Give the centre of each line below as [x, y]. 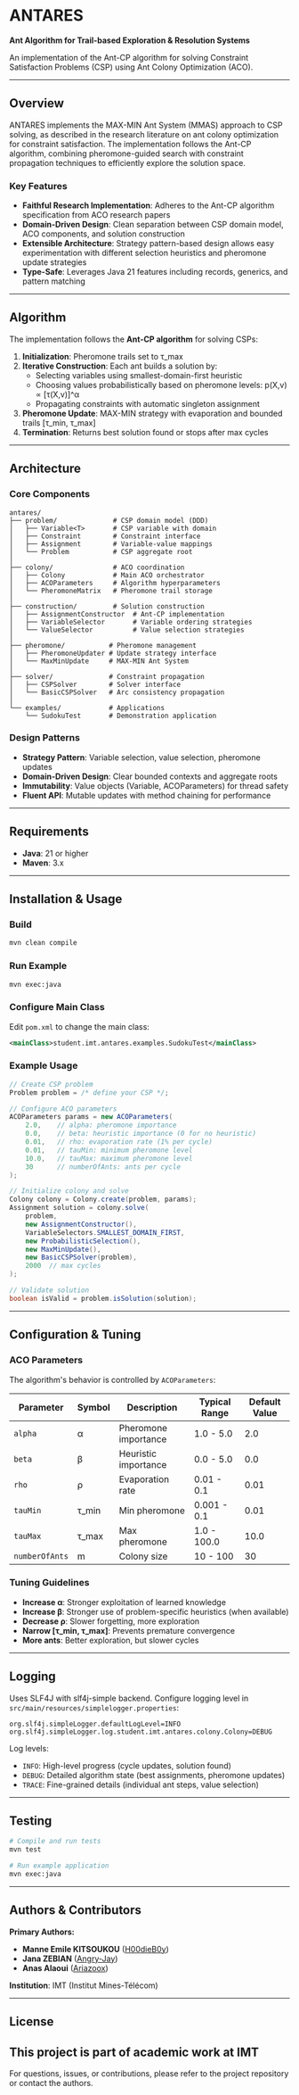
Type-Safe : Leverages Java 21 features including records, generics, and [155, 272]
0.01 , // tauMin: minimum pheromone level [109, 1150]
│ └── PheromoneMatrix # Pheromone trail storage [111, 591]
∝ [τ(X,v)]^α [57, 394]
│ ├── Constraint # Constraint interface [105, 536]
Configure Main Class [57, 1007]
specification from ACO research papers [96, 215]
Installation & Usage [66, 899]
